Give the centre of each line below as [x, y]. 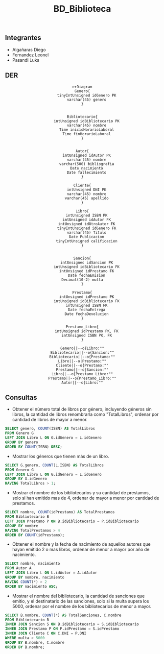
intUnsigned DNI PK [87, 190]
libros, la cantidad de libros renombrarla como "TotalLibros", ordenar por [85, 414]
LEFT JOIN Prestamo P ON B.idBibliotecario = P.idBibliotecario [72, 521]
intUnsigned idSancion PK [87, 263]
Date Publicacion [87, 237]
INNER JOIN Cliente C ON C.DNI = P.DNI [46, 633]
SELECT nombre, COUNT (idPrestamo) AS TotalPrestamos [60, 512]
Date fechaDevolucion [86, 314]
